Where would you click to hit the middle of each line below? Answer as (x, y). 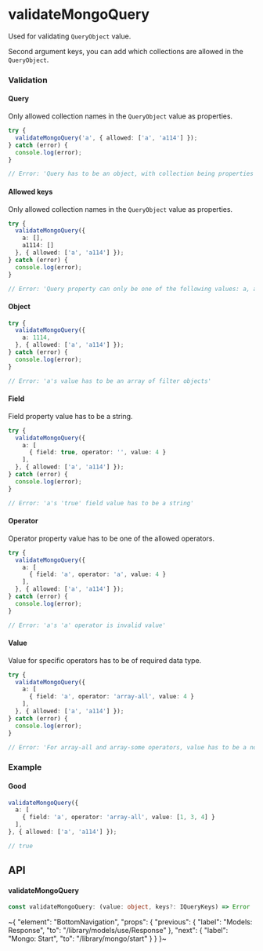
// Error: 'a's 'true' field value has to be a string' (101, 503)
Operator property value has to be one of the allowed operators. (112, 538)
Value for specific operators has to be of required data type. (105, 660)
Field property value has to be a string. (70, 416)
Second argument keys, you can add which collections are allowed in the (126, 51)
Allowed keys (31, 191)
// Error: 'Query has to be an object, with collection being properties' (133, 174)
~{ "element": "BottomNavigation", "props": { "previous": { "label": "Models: (130, 922)
